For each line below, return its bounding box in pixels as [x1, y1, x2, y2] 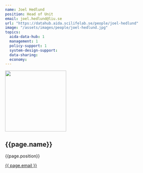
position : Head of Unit [5, 12, 54, 17]
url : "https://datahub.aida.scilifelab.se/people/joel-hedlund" [5, 20, 139, 26]
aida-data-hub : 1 [9, 35, 45, 39]
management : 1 [9, 39, 38, 44]
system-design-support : [9, 48, 58, 53]
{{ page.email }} [5, 163, 38, 169]
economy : [9, 57, 27, 62]
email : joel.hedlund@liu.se [5, 16, 62, 21]
